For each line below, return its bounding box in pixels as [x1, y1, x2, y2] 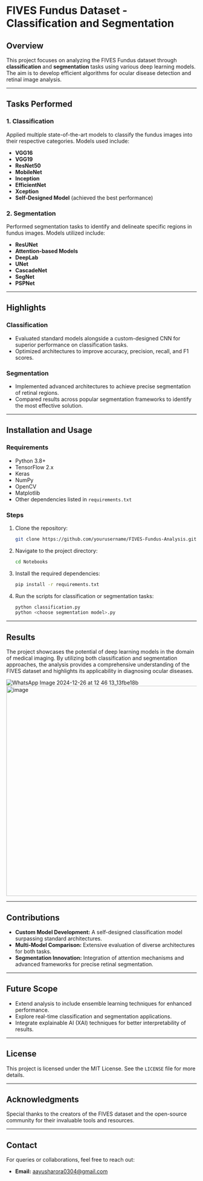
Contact [6, 1140, 37, 1150]
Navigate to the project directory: [14, 547, 98, 554]
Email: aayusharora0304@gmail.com [14, 1168, 108, 1175]
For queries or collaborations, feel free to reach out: [6, 1156, 135, 1163]
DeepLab [14, 253, 39, 261]
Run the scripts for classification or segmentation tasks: [14, 592, 154, 599]
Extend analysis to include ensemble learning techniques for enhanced [14, 1000, 192, 1007]
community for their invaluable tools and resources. [6, 1117, 135, 1124]
